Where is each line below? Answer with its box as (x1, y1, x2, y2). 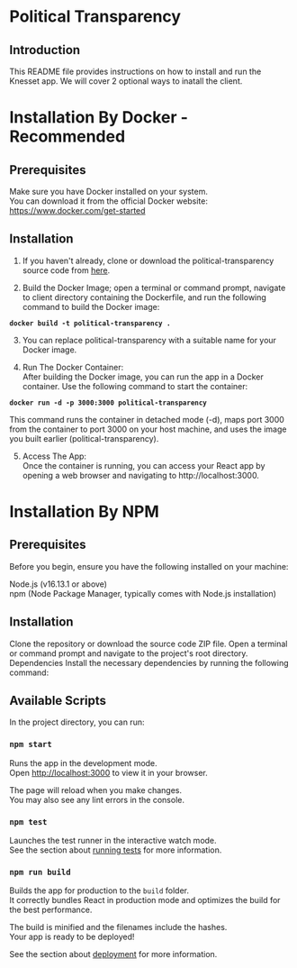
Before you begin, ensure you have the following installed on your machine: (9, 561, 289, 571)
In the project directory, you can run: (9, 717, 145, 727)
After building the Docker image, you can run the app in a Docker (22, 371, 264, 382)
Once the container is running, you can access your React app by (22, 460, 265, 470)
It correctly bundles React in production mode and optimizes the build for (9, 895, 281, 906)
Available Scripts (9, 693, 106, 708)
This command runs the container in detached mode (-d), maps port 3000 (9, 414, 285, 425)
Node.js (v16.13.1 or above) (9, 579, 108, 589)
